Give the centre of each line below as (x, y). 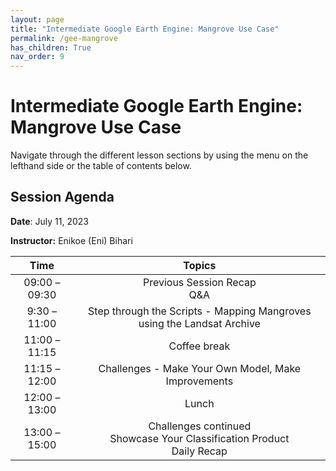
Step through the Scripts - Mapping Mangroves (200, 311)
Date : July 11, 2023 (49, 221)
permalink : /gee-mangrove (64, 38)
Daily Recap (199, 451)
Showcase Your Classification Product (199, 438)
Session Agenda (62, 197)
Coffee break (199, 346)
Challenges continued (200, 426)
